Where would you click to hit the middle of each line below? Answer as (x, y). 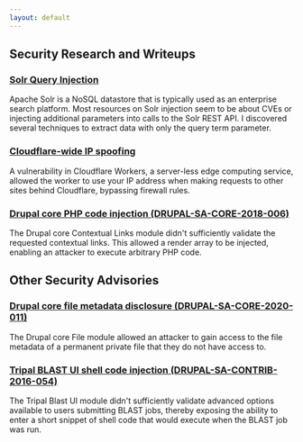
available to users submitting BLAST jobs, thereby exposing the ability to (144, 410)
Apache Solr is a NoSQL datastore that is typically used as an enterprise (143, 99)
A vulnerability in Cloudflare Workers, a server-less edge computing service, (151, 171)
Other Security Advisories (84, 280)
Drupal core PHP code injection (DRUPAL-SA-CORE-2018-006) (150, 213)
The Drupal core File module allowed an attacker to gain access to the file (146, 337)
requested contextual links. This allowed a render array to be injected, (139, 242)
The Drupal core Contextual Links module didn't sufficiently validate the (142, 233)
